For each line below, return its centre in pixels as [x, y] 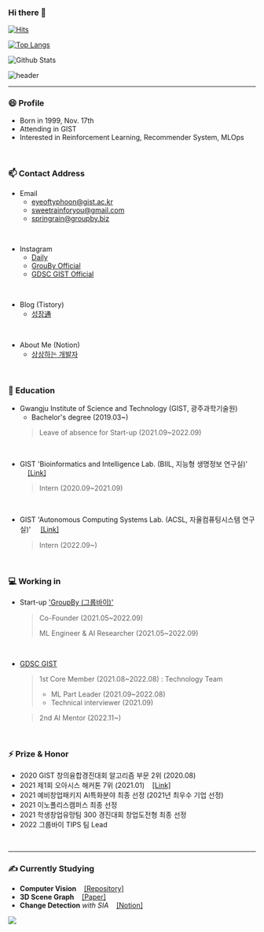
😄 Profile [26, 103]
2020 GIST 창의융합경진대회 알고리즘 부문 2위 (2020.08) [108, 775]
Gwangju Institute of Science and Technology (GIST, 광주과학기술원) [128, 409]
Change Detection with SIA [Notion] [81, 905]
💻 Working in [35, 582]
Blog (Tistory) [42, 304]
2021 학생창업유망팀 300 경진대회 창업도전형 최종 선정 [103, 815]
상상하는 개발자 [55, 354]
